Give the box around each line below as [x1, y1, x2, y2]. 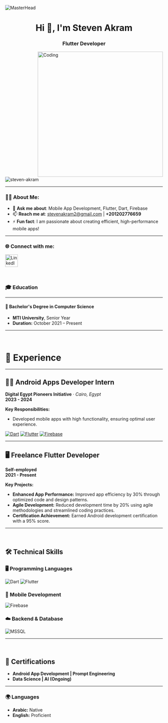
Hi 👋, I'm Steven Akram [35, 23, 132, 34]
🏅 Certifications [5, 657, 55, 666]
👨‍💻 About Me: [5, 194, 39, 201]
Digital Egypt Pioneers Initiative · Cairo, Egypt [5, 391, 101, 398]
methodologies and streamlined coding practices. [12, 507, 115, 513]
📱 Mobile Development [5, 591, 61, 598]
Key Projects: [5, 482, 34, 488]
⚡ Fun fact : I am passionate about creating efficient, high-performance [12, 218, 158, 224]
